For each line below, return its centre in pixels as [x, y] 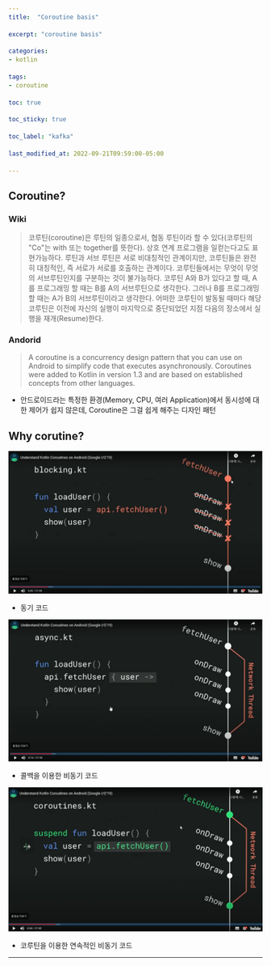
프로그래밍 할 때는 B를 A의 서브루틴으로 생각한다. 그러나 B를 [131, 288]
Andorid [25, 340]
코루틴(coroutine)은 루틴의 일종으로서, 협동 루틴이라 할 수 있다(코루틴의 [140, 238]
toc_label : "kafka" [41, 137]
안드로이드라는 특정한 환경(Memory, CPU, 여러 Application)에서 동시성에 [135, 400]
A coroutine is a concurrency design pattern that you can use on [135, 358]
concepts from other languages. [81, 383]
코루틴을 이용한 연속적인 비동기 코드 [76, 946]
